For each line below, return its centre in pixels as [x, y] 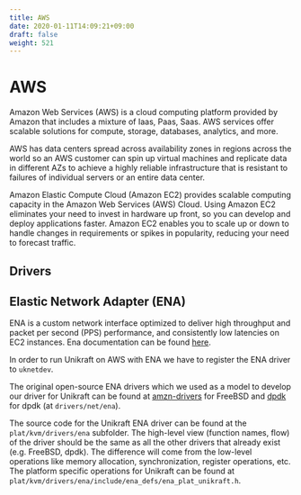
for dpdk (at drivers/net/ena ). [65, 406]
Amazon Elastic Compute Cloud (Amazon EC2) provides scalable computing [150, 195]
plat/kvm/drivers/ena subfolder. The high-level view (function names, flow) [150, 433]
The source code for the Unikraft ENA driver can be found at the [128, 423]
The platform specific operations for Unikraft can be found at [122, 471]
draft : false [34, 34]
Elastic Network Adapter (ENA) [97, 301]
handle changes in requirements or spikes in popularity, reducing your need [149, 233]
